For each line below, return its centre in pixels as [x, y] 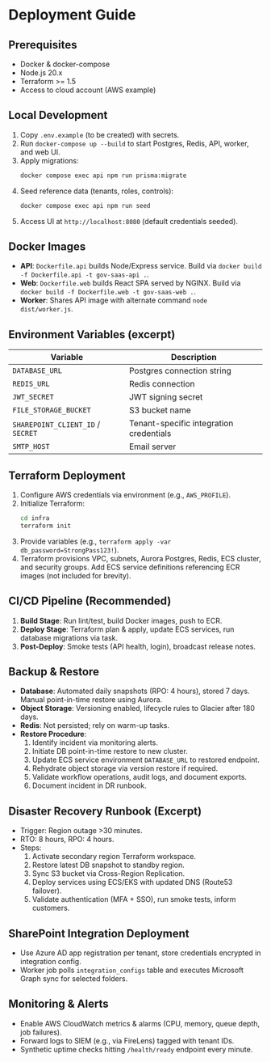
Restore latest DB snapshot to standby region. [108, 865]
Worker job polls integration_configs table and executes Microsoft [132, 970]
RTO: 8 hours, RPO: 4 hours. [67, 840]
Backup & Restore [54, 672]
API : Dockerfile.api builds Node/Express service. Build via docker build [141, 266]
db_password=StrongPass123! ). [69, 550]
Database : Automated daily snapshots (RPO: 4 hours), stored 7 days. [135, 691]
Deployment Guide [72, 15]
